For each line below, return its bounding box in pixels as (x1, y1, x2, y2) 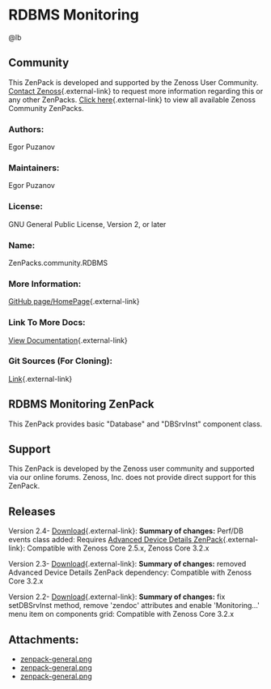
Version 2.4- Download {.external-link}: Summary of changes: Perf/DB (8, 526, 244, 536)
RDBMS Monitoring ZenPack (8, 397, 155, 411)
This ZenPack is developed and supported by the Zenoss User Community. (8, 77, 259, 87)
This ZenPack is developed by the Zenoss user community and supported (8, 464, 255, 473)
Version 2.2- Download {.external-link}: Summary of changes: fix (8, 592, 226, 601)
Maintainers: (8, 162, 60, 173)
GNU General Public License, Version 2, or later (8, 219, 167, 229)
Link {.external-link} (8, 374, 73, 383)
